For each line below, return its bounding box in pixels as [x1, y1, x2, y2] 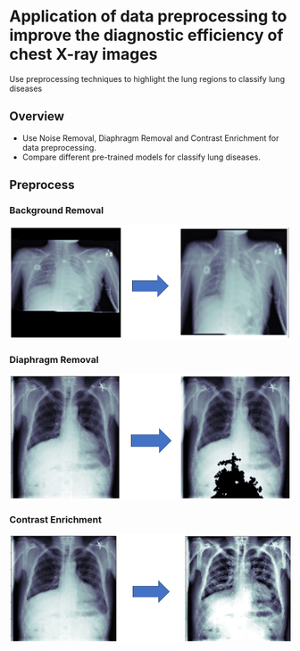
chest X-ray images [9, 45, 158, 64]
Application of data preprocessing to [9, 6, 287, 27]
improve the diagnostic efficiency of [9, 25, 284, 45]
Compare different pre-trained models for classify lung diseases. [21, 152, 262, 162]
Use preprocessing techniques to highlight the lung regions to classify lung [9, 73, 286, 84]
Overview [9, 109, 65, 124]
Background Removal [9, 204, 104, 217]
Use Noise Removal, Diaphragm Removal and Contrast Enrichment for [21, 132, 279, 144]
